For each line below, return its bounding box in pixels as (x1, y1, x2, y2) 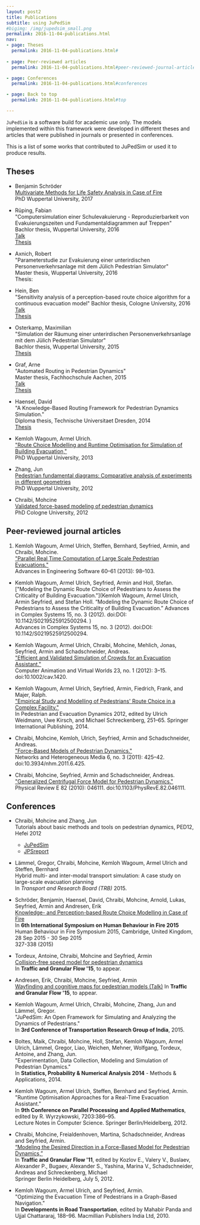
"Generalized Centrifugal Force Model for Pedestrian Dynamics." (14, 777, 174, 785)
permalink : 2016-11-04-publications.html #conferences (11, 81, 148, 87)
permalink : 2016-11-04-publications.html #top (11, 97, 127, 103)
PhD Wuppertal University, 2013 (14, 454, 93, 461)
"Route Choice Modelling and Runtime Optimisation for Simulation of (14, 441, 183, 448)
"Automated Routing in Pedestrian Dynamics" (14, 367, 126, 374)
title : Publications (6, 14, 58, 20)
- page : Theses (6, 42, 44, 48)
